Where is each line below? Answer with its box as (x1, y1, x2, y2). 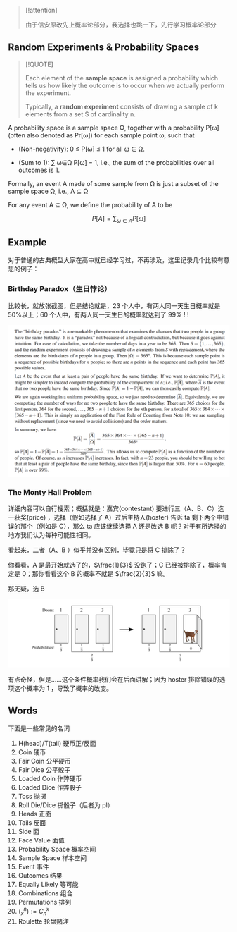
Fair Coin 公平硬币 (18, 757, 71, 766)
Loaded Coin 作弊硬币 (18, 775, 82, 783)
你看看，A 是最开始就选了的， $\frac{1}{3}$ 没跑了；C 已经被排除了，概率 (8, 560, 221, 570)
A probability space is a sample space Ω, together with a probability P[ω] (8, 123, 220, 132)
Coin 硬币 (18, 748, 46, 756)
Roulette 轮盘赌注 (18, 916, 69, 926)
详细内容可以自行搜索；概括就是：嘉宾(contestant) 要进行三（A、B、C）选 (8, 504, 224, 513)
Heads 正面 (18, 810, 52, 818)
